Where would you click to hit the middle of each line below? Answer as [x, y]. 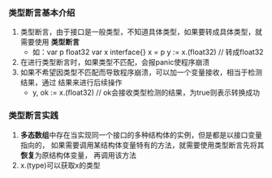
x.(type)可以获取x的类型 [60, 165]
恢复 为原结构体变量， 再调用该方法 [78, 155]
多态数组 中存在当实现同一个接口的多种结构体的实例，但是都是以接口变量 [141, 134]
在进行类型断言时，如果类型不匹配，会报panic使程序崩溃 [115, 62]
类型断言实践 [34, 116]
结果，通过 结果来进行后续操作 [71, 83]
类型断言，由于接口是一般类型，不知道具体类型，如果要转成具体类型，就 [141, 32]
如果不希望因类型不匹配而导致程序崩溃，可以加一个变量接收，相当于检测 [141, 72]
